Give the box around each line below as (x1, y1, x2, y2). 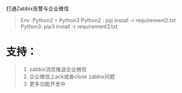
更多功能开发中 (29, 80, 66, 87)
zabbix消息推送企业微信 (29, 66, 87, 73)
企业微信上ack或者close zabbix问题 (29, 73, 116, 80)
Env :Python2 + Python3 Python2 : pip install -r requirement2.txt (20, 17, 176, 23)
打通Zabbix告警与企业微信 (6, 5, 69, 12)
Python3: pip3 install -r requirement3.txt (20, 23, 118, 30)
